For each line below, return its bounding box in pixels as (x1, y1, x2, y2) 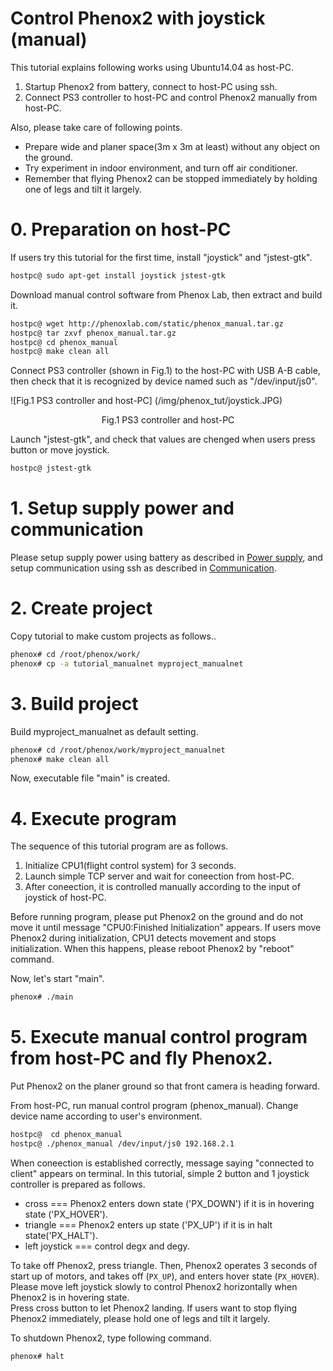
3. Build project (10, 692, 139, 715)
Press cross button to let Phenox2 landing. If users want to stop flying (10, 1302, 298, 1314)
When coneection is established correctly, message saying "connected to (10, 1157, 315, 1169)
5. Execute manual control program (10, 1026, 308, 1049)
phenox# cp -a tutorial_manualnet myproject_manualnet (10, 658, 244, 669)
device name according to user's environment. (10, 1110, 203, 1122)
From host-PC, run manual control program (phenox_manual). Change (10, 1100, 299, 1112)
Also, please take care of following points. (10, 121, 183, 133)
